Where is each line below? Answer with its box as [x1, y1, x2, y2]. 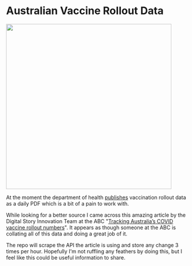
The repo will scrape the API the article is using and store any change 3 [6, 241, 179, 248]
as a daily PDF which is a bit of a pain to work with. [6, 200, 129, 207]
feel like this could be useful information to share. [6, 254, 126, 261]
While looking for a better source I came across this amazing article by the [6, 211, 186, 218]
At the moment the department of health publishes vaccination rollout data [6, 194, 187, 201]
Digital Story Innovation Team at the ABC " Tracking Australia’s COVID [6, 217, 173, 224]
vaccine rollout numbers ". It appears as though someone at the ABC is [6, 224, 176, 231]
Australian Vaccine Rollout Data [6, 4, 164, 18]
